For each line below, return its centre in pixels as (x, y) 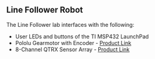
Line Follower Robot (45, 10)
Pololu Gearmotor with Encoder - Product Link (73, 43)
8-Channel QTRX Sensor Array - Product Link (72, 49)
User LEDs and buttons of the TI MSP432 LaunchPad (82, 36)
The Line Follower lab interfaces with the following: (70, 24)
